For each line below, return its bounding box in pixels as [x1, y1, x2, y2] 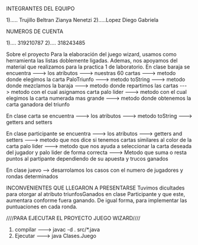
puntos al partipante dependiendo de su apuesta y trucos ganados [6, 155, 168, 162]
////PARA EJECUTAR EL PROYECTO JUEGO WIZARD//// [6, 215, 141, 221]
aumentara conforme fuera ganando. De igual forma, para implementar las [6, 197, 187, 204]
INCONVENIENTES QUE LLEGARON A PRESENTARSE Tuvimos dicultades [6, 184, 185, 191]
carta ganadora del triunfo [6, 101, 70, 108]
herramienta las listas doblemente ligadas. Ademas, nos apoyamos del [6, 57, 178, 64]
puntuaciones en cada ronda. [6, 203, 78, 210]
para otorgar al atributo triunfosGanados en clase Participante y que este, [6, 191, 185, 197]
